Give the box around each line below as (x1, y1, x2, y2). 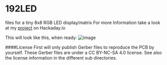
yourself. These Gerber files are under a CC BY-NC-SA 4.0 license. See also (5, 49, 162, 55)
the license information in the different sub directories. (5, 54, 117, 60)
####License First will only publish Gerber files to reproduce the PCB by (5, 44, 154, 50)
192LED (5, 3, 37, 14)
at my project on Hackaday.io (5, 24, 66, 30)
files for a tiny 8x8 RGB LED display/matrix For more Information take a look (5, 19, 160, 25)
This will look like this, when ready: (5, 34, 77, 40)
